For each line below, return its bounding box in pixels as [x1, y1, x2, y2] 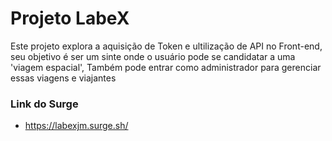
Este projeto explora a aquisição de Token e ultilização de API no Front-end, [10, 40, 323, 52]
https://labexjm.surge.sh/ [24, 120, 129, 132]
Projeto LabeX [10, 7, 130, 30]
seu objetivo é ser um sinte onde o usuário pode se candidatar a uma [10, 50, 296, 62]
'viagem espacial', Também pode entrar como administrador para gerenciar [10, 61, 322, 73]
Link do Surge [10, 97, 79, 111]
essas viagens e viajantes [10, 72, 117, 84]
